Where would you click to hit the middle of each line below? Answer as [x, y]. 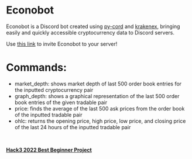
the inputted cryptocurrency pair [54, 90]
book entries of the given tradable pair [61, 102]
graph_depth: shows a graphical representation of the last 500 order [97, 96]
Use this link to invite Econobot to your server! [62, 44]
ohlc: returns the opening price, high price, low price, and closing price [100, 121]
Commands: [37, 68]
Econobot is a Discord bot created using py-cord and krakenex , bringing [93, 26]
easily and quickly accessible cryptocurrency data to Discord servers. [90, 32]
